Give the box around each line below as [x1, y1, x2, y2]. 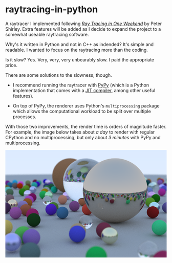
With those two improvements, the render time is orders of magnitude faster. [5, 123, 167, 129]
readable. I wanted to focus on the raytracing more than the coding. [5, 47, 148, 53]
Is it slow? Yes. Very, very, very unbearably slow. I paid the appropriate [5, 56, 155, 62]
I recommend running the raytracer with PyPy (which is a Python [12, 82, 149, 88]
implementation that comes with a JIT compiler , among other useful [12, 87, 156, 93]
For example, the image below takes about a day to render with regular [5, 129, 155, 135]
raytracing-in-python [5, 4, 98, 15]
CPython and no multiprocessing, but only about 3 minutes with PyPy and [5, 134, 161, 140]
